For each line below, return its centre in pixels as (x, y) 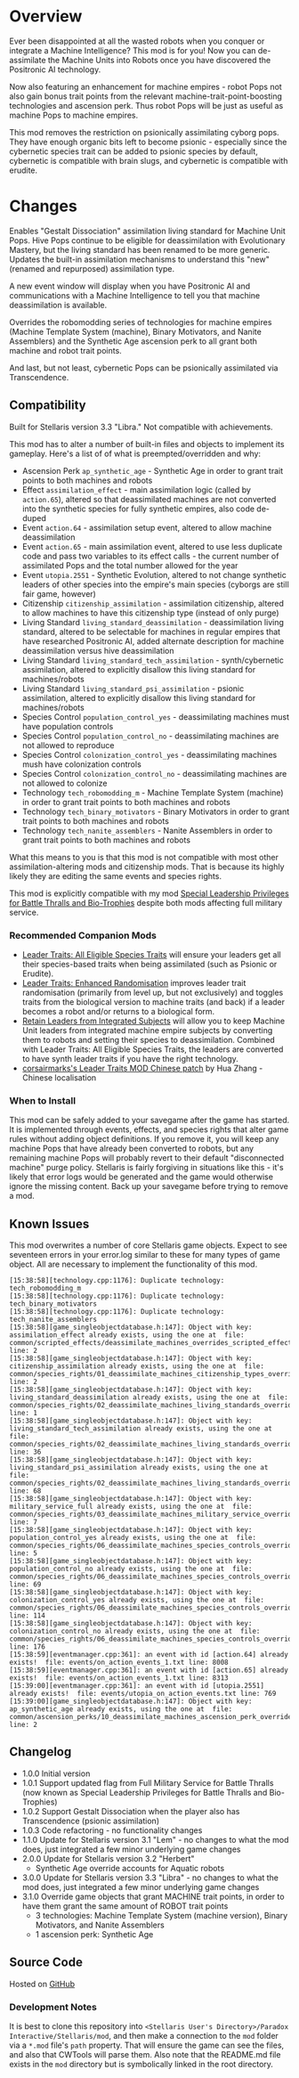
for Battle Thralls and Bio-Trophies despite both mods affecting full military (146, 902)
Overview (46, 16)
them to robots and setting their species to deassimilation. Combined (149, 1039)
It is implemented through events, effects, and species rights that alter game (149, 1129)
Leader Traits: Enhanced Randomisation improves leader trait (134, 982)
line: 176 (28, 1647)
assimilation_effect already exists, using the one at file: (127, 1335)
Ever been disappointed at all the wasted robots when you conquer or (137, 41)
